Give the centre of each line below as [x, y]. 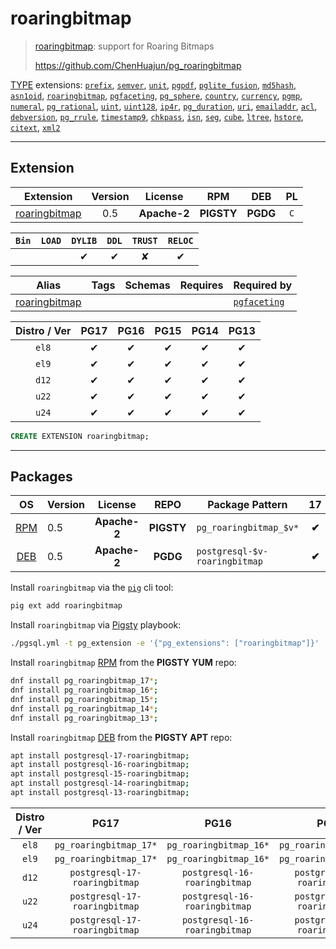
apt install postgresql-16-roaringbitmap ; [100, 765]
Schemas [147, 285]
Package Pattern [247, 505]
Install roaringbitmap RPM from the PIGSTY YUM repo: [123, 663]
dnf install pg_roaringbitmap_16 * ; [84, 690]
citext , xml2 [35, 127]
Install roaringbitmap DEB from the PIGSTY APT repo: [121, 737]
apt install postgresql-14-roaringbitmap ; [100, 783]
